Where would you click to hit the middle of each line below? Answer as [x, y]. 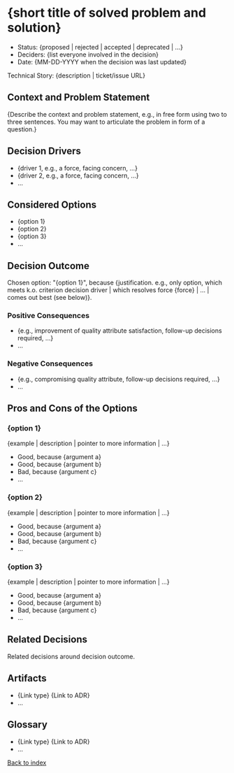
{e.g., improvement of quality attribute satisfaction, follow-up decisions [119, 331]
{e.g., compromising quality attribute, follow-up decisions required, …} [118, 379]
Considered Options [52, 204]
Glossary [27, 725]
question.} [22, 129]
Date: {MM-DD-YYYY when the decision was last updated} [102, 62]
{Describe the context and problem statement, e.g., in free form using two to [117, 114]
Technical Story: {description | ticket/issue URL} [76, 75]
